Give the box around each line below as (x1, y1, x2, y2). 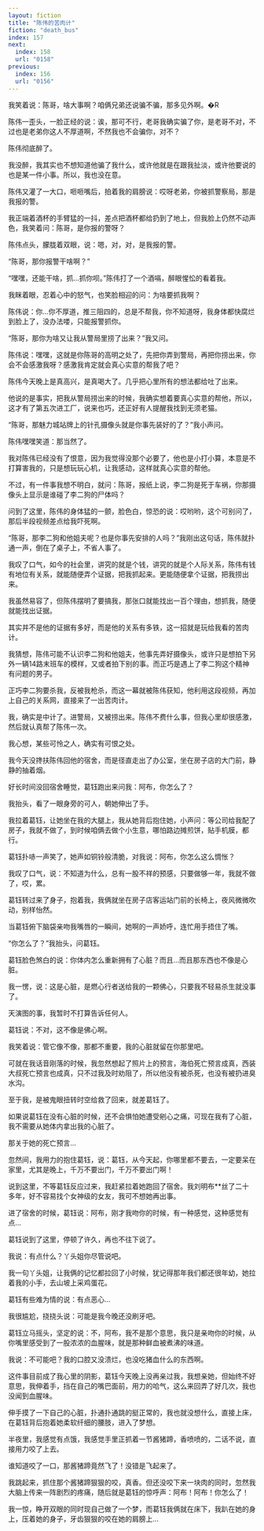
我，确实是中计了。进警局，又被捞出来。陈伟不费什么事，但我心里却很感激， (8, 712, 256, 721)
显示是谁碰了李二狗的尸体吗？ (28, 490, 126, 499)
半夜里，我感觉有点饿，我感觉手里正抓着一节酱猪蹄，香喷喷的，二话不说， (8, 1434, 249, 1444)
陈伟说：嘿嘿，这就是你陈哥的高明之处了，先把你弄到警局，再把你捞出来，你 (8, 349, 256, 359)
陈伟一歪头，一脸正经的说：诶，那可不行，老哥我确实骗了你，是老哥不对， (8, 116, 249, 126)
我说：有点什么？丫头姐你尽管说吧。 (8, 1251, 126, 1260)
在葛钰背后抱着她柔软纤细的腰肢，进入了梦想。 (8, 1418, 159, 1427)
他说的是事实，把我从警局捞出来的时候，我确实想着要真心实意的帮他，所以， (8, 393, 256, 402)
